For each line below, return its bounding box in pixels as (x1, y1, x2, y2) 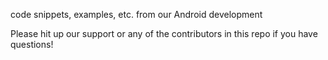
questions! (10, 39, 54, 50)
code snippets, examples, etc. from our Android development (10, 9, 263, 20)
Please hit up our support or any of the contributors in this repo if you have (10, 28, 318, 39)
